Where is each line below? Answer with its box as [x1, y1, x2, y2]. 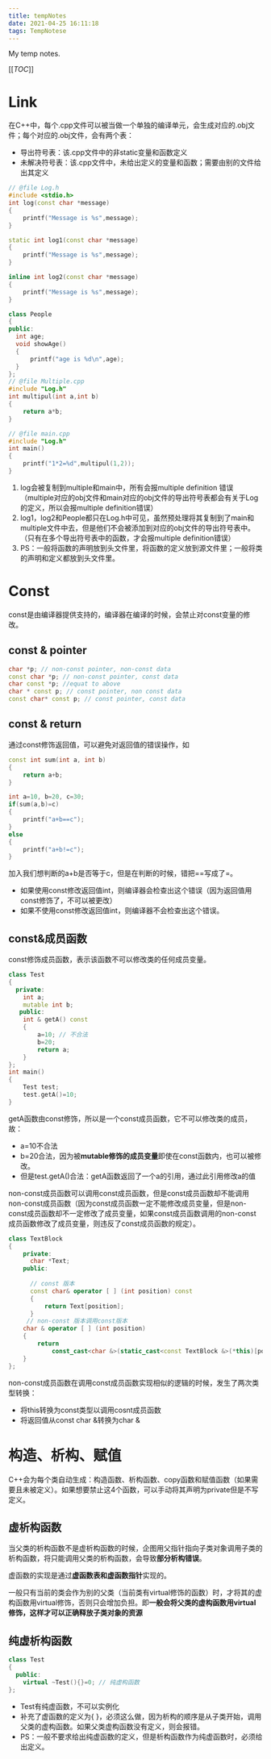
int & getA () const [23, 1015, 89, 1024]
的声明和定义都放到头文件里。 [19, 553, 119, 563]
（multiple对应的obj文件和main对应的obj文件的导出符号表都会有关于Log [19, 493, 259, 502]
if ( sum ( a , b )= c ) [8, 800, 60, 809]
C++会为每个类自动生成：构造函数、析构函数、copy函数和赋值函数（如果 [8, 1474, 252, 1484]
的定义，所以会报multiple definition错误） [19, 502, 158, 512]
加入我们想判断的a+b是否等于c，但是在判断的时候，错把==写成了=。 [8, 869, 238, 878]
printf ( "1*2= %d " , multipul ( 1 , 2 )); [23, 460, 135, 468]
